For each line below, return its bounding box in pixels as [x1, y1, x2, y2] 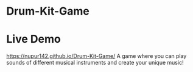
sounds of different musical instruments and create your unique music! [6, 59, 184, 67]
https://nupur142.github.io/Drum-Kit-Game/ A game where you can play [6, 52, 187, 60]
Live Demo [6, 32, 61, 46]
